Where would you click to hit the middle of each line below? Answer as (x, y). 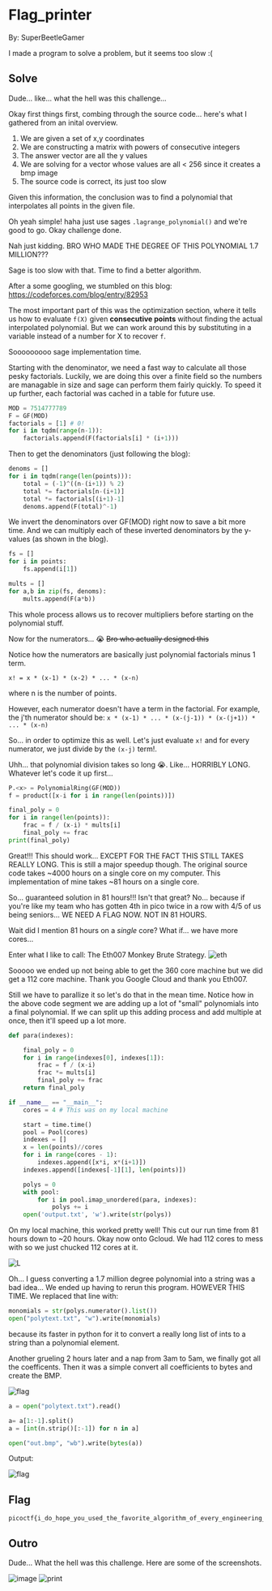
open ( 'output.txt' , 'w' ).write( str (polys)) (98, 1215)
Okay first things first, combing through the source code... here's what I (127, 114)
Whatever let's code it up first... (61, 773)
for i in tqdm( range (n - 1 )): (56, 431)
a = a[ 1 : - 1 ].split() (41, 1421)
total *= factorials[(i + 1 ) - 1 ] (74, 499)
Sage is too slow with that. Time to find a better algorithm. (105, 270)
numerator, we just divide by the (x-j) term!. (83, 749)
